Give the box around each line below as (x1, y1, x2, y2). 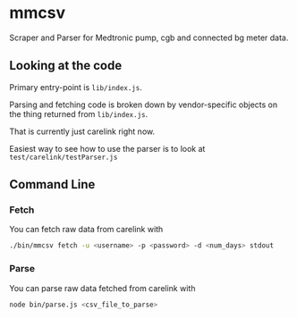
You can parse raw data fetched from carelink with (9, 282, 196, 293)
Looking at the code (9, 58, 123, 73)
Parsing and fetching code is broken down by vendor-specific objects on (9, 99, 278, 110)
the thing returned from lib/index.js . (9, 108, 148, 119)
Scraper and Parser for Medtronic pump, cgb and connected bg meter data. (9, 32, 289, 43)
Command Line (9, 177, 96, 192)
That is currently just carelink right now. (9, 126, 155, 137)
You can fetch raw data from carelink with (9, 224, 164, 235)
